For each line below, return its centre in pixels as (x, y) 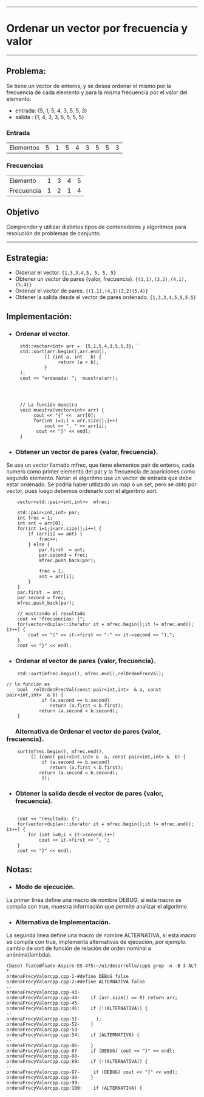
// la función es (28, 684)
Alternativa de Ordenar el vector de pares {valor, (88, 731)
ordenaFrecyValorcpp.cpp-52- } (50, 1025)
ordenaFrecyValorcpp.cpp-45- (43, 1003)
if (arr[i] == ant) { (56, 534)
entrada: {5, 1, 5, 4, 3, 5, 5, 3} (51, 111)
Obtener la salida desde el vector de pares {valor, (89, 793)
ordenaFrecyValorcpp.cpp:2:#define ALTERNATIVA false (76, 982)
